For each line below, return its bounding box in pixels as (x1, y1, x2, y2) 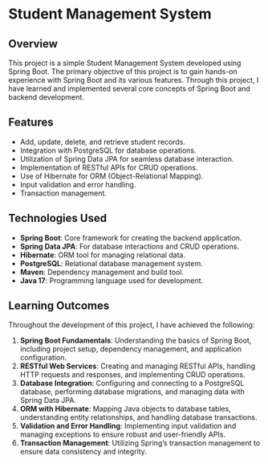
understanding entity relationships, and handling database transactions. (19, 413, 258, 422)
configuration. (19, 353, 67, 363)
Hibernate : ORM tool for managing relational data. (19, 250, 186, 260)
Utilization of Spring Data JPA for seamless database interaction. (19, 154, 234, 163)
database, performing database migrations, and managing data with (19, 387, 245, 396)
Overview (8, 37, 59, 51)
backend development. (8, 92, 84, 101)
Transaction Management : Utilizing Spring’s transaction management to (19, 438, 261, 448)
